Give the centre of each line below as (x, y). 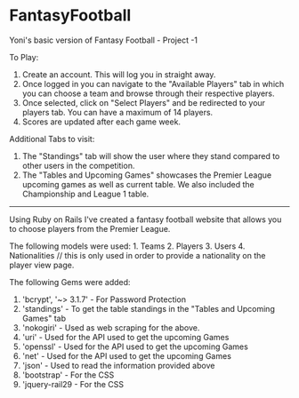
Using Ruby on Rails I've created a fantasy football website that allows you (145, 219)
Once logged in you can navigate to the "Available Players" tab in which (153, 84)
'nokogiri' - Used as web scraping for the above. (111, 327)
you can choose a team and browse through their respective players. (148, 93)
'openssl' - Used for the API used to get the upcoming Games (135, 346)
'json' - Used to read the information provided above (118, 365)
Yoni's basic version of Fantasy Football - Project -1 (104, 40)
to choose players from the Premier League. (90, 228)
